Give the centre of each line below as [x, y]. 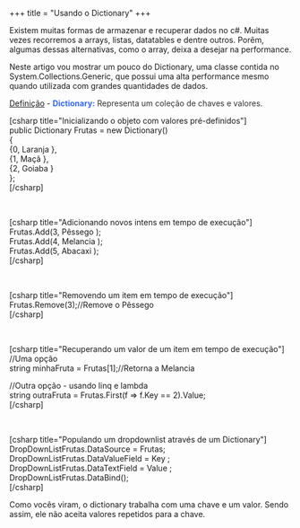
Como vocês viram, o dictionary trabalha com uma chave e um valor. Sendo [149, 505]
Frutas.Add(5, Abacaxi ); [54, 251]
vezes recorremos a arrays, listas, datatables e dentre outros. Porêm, [137, 40]
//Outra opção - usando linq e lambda [79, 386]
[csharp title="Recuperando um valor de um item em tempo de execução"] [147, 349]
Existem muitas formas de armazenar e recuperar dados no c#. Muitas [139, 30]
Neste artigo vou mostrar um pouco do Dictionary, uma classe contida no [144, 67]
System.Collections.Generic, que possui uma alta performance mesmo [139, 76]
